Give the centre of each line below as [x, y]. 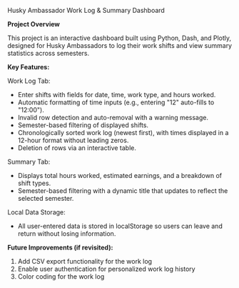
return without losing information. [67, 234]
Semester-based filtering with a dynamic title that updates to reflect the [123, 191]
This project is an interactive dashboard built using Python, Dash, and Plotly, [119, 38]
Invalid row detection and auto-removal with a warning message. [113, 118]
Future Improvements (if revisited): [60, 247]
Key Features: [29, 67]
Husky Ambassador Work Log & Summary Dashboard [86, 10]
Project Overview [34, 24]
